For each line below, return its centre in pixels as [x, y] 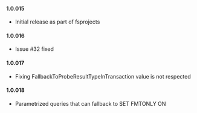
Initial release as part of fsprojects [57, 22]
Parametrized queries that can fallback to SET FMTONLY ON [90, 103]
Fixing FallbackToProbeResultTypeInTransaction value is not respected [103, 76]
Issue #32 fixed [34, 49]
